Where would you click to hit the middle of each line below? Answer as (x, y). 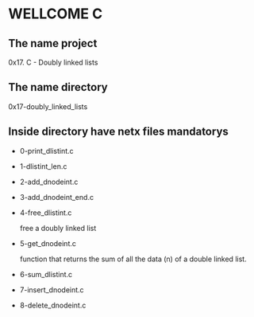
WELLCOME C (56, 14)
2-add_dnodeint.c (49, 182)
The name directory (58, 87)
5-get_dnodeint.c (48, 243)
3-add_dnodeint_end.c (56, 197)
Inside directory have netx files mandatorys (118, 132)
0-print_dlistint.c (46, 151)
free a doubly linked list (58, 228)
